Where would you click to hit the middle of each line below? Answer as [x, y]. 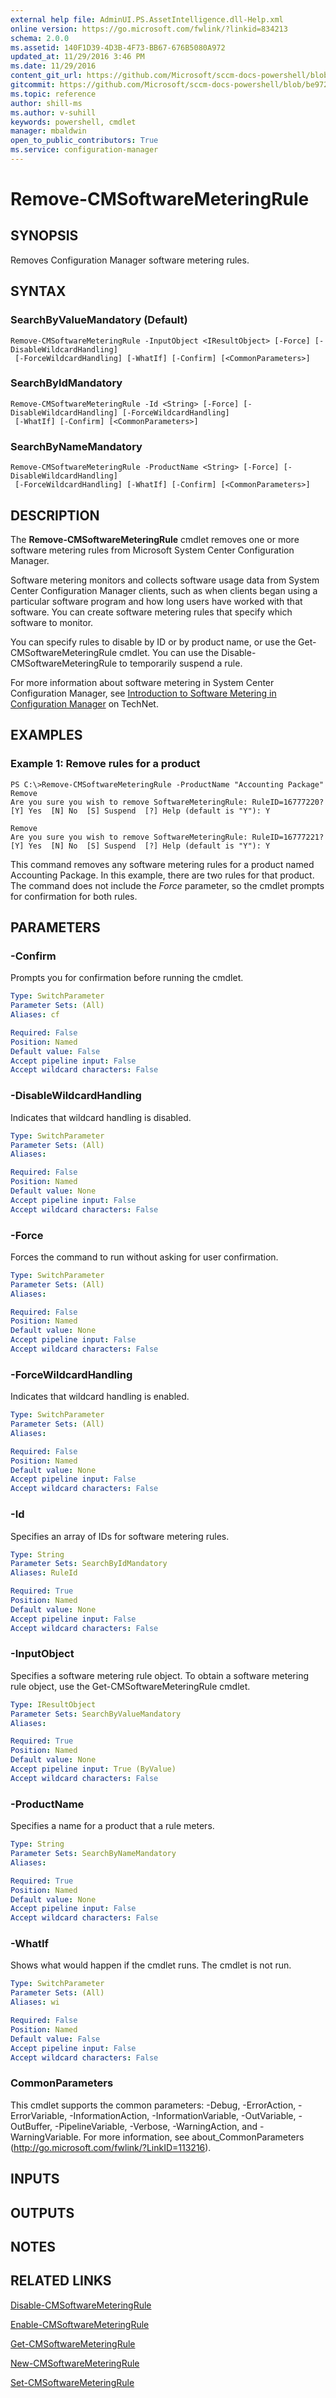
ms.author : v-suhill [53, 112]
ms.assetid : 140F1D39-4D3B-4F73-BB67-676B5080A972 [118, 47]
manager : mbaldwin [48, 131]
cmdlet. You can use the [169, 652]
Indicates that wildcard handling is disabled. [101, 1117]
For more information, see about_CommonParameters [194, 2137]
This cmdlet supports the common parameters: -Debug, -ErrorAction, [153, 2105]
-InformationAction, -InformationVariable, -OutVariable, [183, 2115]
